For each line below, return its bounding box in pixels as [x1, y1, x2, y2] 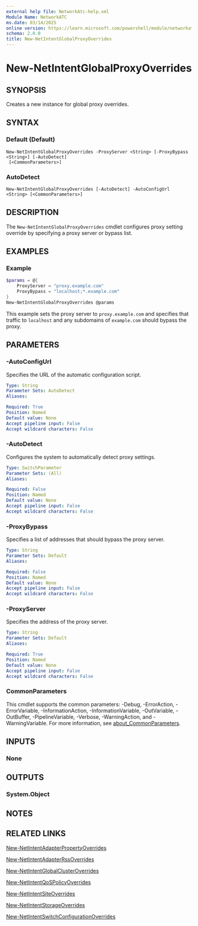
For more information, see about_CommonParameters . [49, 719, 181, 726]
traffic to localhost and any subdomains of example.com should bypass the [6, 317, 187, 324]
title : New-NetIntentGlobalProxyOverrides [6, 36, 112, 42]
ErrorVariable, [6, 707, 40, 714]
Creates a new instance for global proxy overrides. [6, 101, 129, 107]
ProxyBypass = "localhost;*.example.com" [16, 289, 120, 295]
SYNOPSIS [6, 85, 47, 95]
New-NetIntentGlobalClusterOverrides [6, 867, 99, 874]
